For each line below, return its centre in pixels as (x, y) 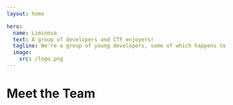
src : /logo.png (41, 59)
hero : (14, 26)
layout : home (26, 14)
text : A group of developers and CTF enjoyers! (84, 39)
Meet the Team (51, 93)
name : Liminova (35, 33)
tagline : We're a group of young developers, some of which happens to (120, 46)
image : (22, 52)
